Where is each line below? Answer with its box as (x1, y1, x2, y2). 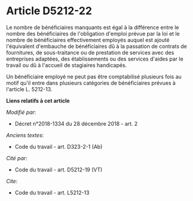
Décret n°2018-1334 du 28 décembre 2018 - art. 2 (14, 120, 138, 127)
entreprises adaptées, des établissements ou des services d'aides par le (6, 55, 183, 62)
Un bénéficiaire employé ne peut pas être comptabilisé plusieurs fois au (6, 73, 182, 80)
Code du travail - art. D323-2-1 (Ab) (14, 143, 103, 150)
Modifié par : (6, 109, 37, 116)
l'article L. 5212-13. (6, 85, 52, 92)
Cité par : (6, 154, 28, 161)
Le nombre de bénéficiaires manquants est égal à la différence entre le (6, 24, 179, 31)
